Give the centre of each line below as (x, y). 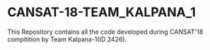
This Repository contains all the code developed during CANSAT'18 (105, 32)
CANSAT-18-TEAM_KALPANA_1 (101, 12)
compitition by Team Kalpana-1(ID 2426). (67, 39)
